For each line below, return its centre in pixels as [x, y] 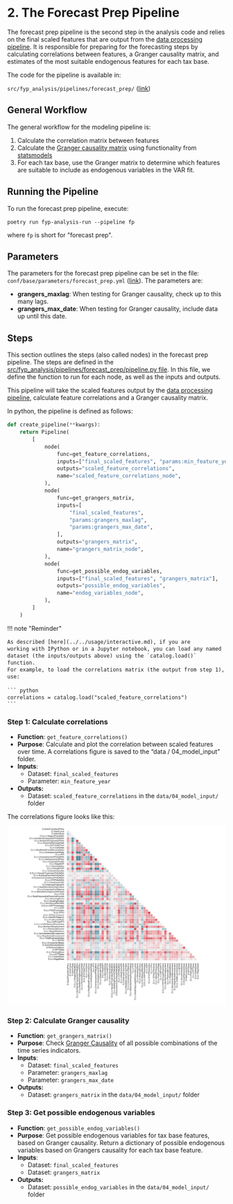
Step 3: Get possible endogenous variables [81, 1113]
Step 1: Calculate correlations [58, 722]
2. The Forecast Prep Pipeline [94, 13]
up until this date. [42, 316]
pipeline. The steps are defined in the [61, 362]
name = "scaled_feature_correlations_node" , [119, 476]
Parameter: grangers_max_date [71, 1080]
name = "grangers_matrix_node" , [100, 550]
